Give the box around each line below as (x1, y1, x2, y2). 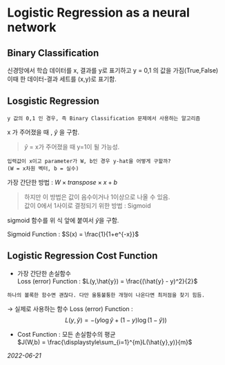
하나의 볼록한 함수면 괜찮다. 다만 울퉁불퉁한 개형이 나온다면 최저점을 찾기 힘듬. (7, 292, 205, 299)
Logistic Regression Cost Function (7, 250, 158, 262)
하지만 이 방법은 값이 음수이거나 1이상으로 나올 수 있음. (23, 192, 170, 201)
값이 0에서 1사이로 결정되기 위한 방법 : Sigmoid (23, 201, 151, 209)
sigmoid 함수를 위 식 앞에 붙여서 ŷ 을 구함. (7, 216, 119, 224)
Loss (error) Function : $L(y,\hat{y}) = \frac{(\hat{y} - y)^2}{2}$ (17, 277, 198, 285)
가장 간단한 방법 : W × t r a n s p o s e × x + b (7, 178, 118, 186)
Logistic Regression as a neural (7, 5, 190, 21)
